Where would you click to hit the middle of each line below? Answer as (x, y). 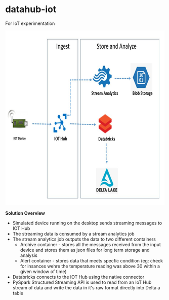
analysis (29, 255)
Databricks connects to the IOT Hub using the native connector (78, 277)
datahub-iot (31, 9)
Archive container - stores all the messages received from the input (90, 244)
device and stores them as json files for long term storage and (85, 250)
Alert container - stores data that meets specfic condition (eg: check (92, 260)
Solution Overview (25, 213)
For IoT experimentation (30, 23)
